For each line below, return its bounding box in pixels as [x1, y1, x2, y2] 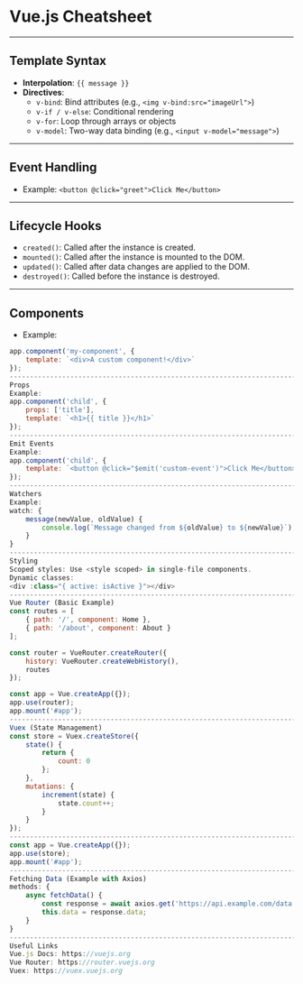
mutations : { [25, 782, 75, 791]
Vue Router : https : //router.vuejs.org [9, 958, 155, 967]
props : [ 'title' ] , [25, 406, 95, 415]
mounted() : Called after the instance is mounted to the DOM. [22, 252, 245, 262]
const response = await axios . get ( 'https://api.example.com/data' [41, 899, 297, 908]
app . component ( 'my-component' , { [9, 347, 135, 356]
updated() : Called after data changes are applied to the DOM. [22, 262, 251, 272]
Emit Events [9, 439, 54, 448]
